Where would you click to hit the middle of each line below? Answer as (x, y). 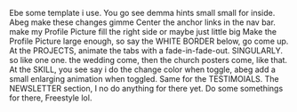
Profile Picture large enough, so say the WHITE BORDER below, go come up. (149, 41)
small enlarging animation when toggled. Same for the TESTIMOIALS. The (144, 79)
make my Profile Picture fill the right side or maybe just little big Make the (143, 32)
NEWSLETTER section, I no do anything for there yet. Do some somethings (146, 88)
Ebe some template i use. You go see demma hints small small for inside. (142, 13)
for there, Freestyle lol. (51, 98)
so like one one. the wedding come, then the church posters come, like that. (148, 60)
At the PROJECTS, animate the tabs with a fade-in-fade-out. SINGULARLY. (146, 51)
